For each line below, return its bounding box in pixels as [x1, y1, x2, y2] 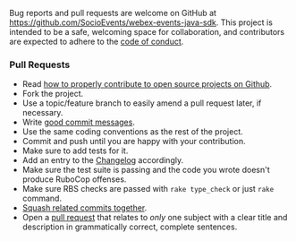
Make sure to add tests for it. [21, 145, 129, 156]
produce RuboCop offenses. [21, 174, 127, 185]
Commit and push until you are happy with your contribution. [21, 136, 246, 147]
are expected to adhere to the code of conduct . [9, 36, 184, 47]
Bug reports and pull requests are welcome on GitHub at [9, 8, 217, 18]
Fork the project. [21, 89, 84, 99]
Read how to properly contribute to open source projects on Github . [21, 79, 273, 90]
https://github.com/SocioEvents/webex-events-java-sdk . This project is [9, 17, 273, 28]
